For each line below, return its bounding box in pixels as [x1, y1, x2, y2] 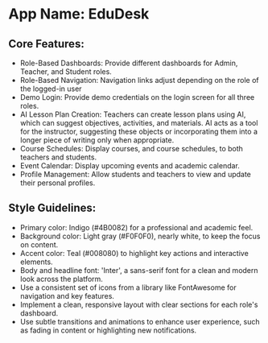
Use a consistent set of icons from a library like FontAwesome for [19, 283, 237, 292]
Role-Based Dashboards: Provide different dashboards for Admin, [19, 58, 238, 68]
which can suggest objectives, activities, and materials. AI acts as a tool [19, 118, 258, 127]
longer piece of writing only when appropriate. [19, 135, 175, 145]
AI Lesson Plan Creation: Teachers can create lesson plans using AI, [19, 110, 246, 119]
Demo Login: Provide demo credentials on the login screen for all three [19, 93, 255, 101]
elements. [19, 257, 54, 267]
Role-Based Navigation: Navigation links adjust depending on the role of [19, 76, 259, 85]
